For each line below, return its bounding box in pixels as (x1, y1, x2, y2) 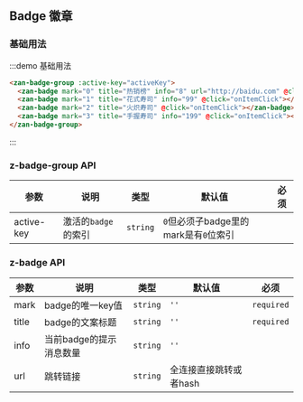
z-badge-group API (9, 159, 96, 172)
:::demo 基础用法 (9, 60, 72, 70)
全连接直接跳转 (170, 363, 234, 376)
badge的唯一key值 (44, 299, 124, 312)
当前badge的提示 (44, 332, 117, 345)
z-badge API (9, 257, 66, 269)
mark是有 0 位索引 (162, 229, 235, 241)
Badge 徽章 (9, 8, 74, 24)
